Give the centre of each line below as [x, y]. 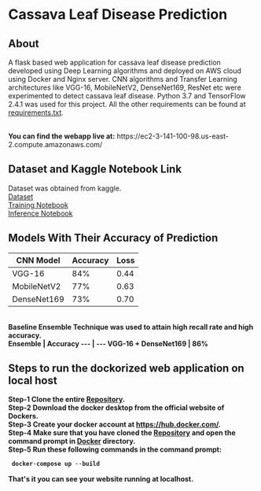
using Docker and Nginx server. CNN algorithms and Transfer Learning [123, 79]
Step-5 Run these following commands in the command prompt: [115, 449]
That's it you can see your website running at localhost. [101, 479]
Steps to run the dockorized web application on [127, 369]
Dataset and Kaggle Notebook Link [95, 170]
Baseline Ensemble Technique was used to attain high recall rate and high [131, 327]
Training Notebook [38, 205]
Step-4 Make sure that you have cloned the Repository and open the [122, 433]
